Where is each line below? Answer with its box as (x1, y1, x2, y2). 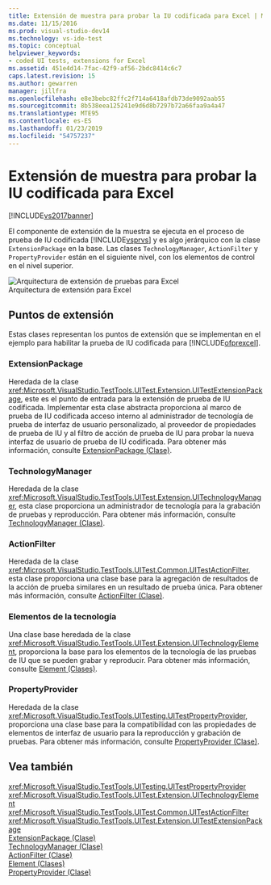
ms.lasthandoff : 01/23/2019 (8, 124, 103, 132)
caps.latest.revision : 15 (8, 72, 95, 80)
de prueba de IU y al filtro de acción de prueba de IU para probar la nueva (8, 428, 254, 438)
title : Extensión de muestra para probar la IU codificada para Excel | (8, 11, 258, 20)
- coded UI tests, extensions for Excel (8, 57, 147, 65)
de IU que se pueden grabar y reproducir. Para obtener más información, (8, 655, 251, 665)
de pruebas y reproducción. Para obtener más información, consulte (8, 510, 236, 519)
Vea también (8, 760, 73, 774)
